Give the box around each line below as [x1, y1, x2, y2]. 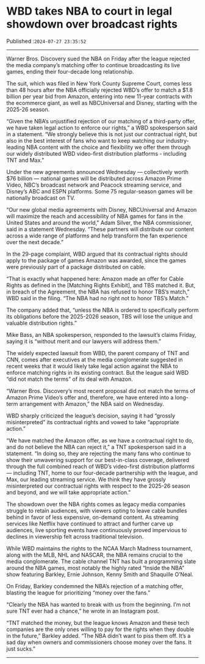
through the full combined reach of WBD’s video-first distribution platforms [6, 463, 195, 470]
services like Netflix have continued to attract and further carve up [6, 520, 174, 527]
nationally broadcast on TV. [6, 194, 75, 201]
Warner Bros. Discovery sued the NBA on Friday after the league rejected [6, 55, 190, 62]
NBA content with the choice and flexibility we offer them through [26, 143, 191, 151]
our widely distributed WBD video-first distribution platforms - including [6, 150, 187, 157]
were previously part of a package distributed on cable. [6, 263, 146, 270]
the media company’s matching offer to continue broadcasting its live [6, 61, 180, 68]
